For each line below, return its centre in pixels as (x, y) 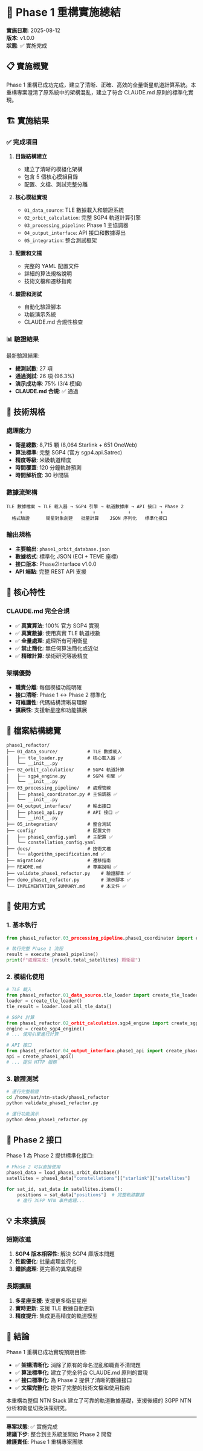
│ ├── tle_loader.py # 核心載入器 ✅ (64, 758)
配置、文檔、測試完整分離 (56, 185)
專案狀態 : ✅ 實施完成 (32, 1427)
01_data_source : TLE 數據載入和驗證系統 (74, 210)
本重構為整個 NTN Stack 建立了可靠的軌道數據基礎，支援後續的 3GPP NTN (99, 1401)
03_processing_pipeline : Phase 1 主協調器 (76, 225)
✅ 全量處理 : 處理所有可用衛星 (51, 640)
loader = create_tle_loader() (44, 1001)
